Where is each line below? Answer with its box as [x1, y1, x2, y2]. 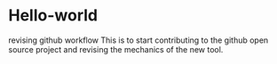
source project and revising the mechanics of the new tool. [8, 44, 224, 54]
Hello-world [8, 5, 99, 26]
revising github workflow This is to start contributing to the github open [8, 35, 269, 45]
